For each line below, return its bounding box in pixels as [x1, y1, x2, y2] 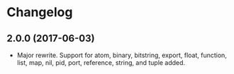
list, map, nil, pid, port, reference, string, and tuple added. [16, 58, 186, 67]
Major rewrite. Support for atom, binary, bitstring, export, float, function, [16, 51, 228, 59]
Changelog [6, 4, 73, 20]
